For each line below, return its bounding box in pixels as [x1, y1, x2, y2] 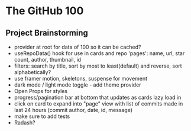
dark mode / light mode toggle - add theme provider [14, 81, 141, 88]
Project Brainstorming [5, 28, 88, 38]
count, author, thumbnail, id [14, 56, 81, 63]
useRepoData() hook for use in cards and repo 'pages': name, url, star [14, 50, 185, 57]
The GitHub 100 [5, 4, 84, 18]
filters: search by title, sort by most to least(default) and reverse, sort [14, 62, 182, 69]
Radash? [14, 119, 35, 126]
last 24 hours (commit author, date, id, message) [14, 107, 133, 113]
